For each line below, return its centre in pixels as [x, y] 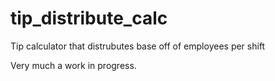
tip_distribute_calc [89, 18]
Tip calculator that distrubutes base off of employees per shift [138, 46]
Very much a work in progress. [73, 65]
